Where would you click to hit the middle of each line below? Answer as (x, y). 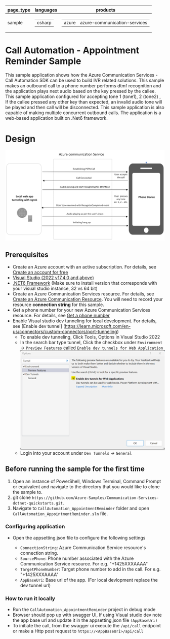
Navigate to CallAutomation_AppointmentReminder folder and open (81, 508)
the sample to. (28, 492)
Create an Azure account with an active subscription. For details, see (84, 267)
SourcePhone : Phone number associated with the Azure (77, 558)
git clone (22, 497)
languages (46, 10)
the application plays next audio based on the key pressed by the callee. (80, 91)
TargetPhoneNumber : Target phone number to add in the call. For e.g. (90, 569)
